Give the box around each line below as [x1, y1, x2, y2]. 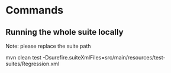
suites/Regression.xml [5, 60, 60, 67]
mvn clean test [5, 54, 42, 61]
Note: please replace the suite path [5, 42, 91, 49]
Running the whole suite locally [5, 27, 124, 37]
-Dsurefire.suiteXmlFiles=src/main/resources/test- [43, 54, 166, 61]
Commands [5, 4, 64, 17]
